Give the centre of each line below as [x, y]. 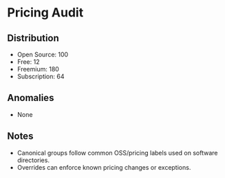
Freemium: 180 [38, 69]
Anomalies [31, 98]
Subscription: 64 [41, 76]
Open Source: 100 [43, 54]
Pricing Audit [45, 13]
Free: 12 [28, 62]
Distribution [33, 38]
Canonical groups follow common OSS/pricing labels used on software [117, 153]
